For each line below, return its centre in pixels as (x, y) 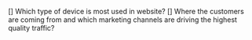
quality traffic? (31, 28)
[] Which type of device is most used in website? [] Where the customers (126, 11)
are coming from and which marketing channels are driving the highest (123, 20)
